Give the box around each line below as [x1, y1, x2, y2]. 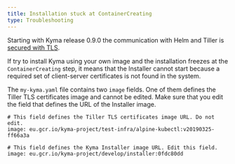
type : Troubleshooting [7, 17, 74, 24]
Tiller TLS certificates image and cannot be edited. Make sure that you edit [7, 92, 223, 101]
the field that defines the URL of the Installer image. [7, 100, 156, 108]
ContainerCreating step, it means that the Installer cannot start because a [7, 64, 220, 73]
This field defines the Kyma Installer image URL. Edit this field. [13, 144, 218, 151]
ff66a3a [7, 132, 30, 139]
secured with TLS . [7, 43, 60, 52]
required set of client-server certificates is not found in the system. [7, 71, 201, 80]
